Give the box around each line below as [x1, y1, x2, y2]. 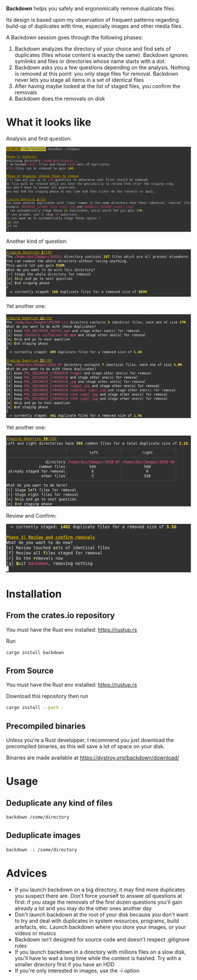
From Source [6, 666, 54, 676]
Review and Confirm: [6, 512, 57, 519]
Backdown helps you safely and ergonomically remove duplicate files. [6, 5, 176, 12]
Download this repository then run [6, 693, 89, 700]
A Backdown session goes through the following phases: [6, 34, 143, 40]
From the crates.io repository [6, 611, 116, 620]
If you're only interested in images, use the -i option [14, 967, 140, 974]
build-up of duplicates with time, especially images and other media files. [6, 23, 183, 29]
